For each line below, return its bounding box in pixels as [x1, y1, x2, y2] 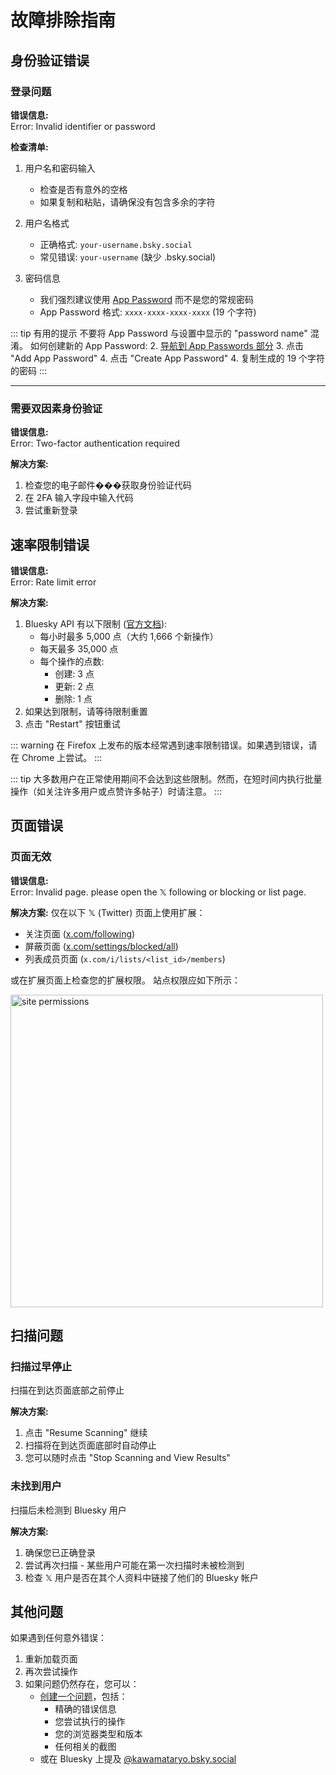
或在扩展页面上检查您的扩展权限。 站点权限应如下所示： [10, 974, 241, 986]
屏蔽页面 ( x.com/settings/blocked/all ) [24, 940, 179, 952]
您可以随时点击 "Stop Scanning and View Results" [24, 1452, 231, 1464]
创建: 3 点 [54, 667, 95, 680]
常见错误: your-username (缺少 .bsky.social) [39, 251, 217, 263]
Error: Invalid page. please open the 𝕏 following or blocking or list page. [10, 886, 307, 898]
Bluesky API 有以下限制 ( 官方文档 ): [24, 617, 168, 630]
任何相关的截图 [54, 1741, 117, 1753]
